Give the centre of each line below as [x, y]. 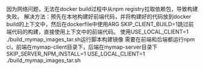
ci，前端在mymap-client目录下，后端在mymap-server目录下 [82, 47]
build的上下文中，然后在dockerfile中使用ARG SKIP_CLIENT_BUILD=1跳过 [97, 24]
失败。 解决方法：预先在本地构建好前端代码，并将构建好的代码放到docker [99, 16]
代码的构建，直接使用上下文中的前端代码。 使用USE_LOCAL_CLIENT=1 [100, 32]
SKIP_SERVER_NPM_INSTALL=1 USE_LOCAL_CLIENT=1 [76, 54]
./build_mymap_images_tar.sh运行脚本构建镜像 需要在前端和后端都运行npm [101, 39]
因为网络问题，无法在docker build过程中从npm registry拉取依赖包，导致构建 [102, 9]
